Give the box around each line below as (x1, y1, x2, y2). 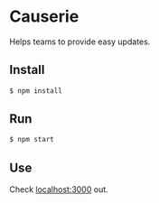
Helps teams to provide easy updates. (9, 36, 151, 47)
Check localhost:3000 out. (9, 184, 108, 195)
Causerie (9, 6, 79, 27)
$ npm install (9, 86, 63, 96)
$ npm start (9, 135, 54, 144)
